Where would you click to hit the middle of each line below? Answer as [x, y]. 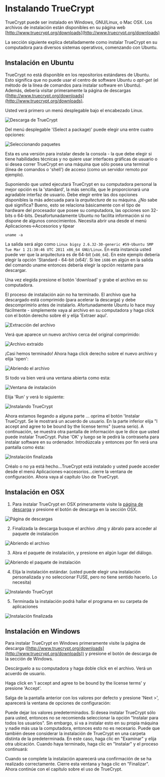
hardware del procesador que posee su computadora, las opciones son [77, 210]
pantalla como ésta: [25, 447]
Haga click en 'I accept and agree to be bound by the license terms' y [75, 683]
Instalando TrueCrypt [50, 9]
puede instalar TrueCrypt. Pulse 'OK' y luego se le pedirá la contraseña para [82, 437]
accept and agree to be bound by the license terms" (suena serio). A [74, 426]
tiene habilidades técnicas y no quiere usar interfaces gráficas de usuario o [81, 159]
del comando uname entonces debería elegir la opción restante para [74, 265]
